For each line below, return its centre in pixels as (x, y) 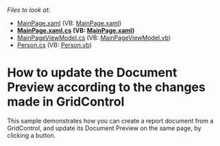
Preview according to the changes (106, 87)
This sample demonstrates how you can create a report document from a (110, 121)
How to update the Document (92, 73)
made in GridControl (66, 102)
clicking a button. (32, 135)
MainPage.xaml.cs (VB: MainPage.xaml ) (76, 31)
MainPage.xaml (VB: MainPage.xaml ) (69, 23)
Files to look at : (29, 10)
